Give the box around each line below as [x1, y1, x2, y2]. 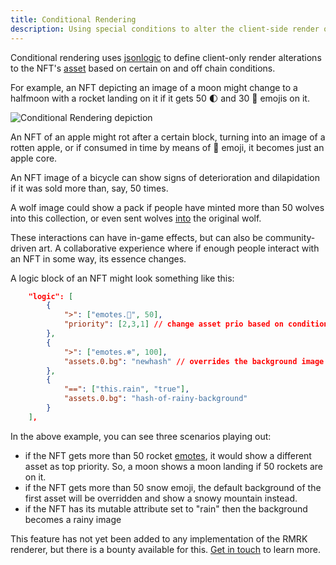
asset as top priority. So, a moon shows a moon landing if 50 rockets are [24, 460, 324, 472]
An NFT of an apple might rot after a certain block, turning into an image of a [10, 131, 326, 143]
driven [10, 242, 37, 254]
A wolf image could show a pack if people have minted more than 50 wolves [10, 201, 325, 213]
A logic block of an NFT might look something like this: [10, 272, 235, 284]
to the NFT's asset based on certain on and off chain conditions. [10, 62, 276, 74]
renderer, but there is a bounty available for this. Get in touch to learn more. [10, 543, 321, 555]
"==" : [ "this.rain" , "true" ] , [63, 384, 190, 395]
